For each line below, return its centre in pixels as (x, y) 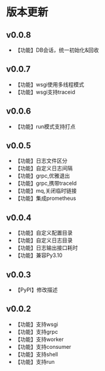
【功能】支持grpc (36, 331)
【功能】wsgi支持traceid (45, 92)
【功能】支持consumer (43, 346)
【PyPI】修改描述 (36, 290)
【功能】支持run (35, 361)
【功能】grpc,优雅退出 (42, 176)
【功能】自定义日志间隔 (44, 168)
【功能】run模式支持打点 (45, 126)
